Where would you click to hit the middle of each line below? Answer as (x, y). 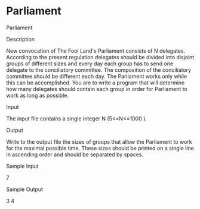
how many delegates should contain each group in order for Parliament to (97, 89)
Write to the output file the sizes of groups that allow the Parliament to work (99, 141)
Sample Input (22, 166)
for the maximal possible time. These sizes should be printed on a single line (100, 148)
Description (20, 39)
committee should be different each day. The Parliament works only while (97, 76)
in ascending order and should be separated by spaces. (75, 155)
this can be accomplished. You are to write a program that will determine (96, 83)
